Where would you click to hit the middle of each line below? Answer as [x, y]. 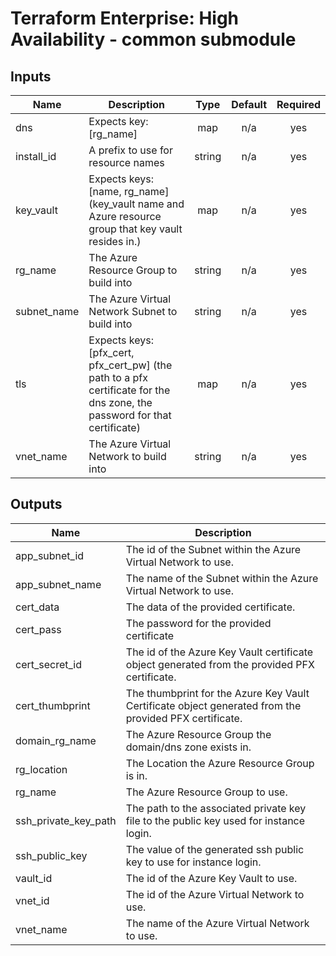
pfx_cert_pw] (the [130, 365]
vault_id [34, 878]
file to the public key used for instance [215, 820]
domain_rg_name [56, 740]
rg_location [41, 769]
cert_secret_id [49, 664]
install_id [36, 156]
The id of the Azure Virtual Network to [215, 894]
